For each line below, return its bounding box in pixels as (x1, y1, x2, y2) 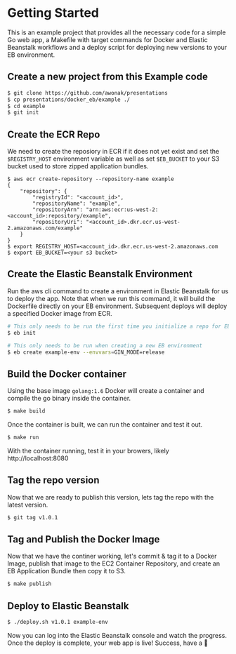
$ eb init (7, 329, 37, 336)
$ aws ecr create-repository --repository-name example (7, 175, 174, 183)
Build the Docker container (7, 368, 127, 380)
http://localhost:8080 (7, 454, 69, 462)
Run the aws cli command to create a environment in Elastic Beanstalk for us (7, 286, 229, 295)
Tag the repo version (7, 474, 100, 486)
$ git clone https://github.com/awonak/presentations (7, 89, 169, 96)
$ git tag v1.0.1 (7, 514, 58, 521)
